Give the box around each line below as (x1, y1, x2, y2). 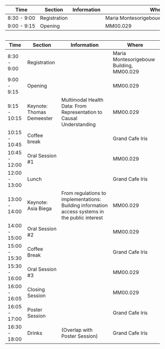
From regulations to (61, 190, 107, 196)
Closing (27, 286, 45, 293)
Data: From (61, 103, 87, 109)
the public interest (61, 215, 103, 221)
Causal (61, 115, 78, 122)
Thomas (27, 109, 47, 115)
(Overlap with (61, 326, 93, 333)
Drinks (27, 330, 43, 336)
